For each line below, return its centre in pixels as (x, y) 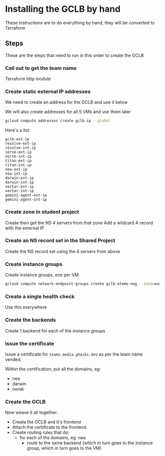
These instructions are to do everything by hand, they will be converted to (80, 23)
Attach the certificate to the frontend (49, 427)
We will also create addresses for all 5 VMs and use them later (68, 112)
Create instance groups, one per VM (42, 275)
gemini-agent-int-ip (26, 200)
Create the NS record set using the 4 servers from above (63, 251)
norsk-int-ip (18, 157)
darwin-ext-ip (20, 178)
